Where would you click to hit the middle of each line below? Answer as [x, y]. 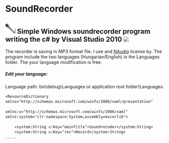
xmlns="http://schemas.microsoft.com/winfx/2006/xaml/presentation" [79, 101]
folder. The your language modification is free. [54, 62]
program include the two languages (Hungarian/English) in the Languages [82, 57]
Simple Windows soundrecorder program [84, 31]
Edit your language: [27, 74]
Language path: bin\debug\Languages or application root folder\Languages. [85, 86]
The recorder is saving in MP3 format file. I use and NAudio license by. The [84, 51]
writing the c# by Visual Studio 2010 [64, 39]
